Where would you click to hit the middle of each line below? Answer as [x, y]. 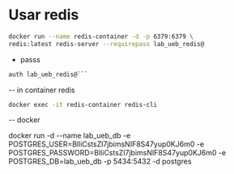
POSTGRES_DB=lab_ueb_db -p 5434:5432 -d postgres [100, 161]
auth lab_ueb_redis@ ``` [49, 74]
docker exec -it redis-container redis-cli [83, 104]
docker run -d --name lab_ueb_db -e [70, 136]
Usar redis [44, 15]
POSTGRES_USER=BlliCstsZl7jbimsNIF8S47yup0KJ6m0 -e [106, 144]
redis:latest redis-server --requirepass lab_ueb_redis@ [106, 44]
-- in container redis [42, 90]
